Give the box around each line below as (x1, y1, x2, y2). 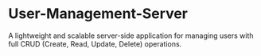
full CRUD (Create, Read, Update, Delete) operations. (8, 39, 182, 48)
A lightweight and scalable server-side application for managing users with (8, 31, 254, 40)
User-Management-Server (8, 5, 189, 23)
